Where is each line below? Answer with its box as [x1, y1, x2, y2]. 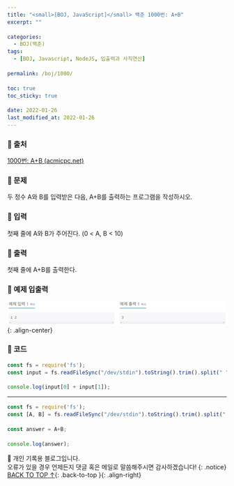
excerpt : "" [7, 18, 42, 26]
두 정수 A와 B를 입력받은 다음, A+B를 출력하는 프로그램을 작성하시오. [7, 192, 193, 202]
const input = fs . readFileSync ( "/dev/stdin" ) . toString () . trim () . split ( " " [7, 369, 229, 376]
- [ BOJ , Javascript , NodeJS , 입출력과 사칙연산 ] [13, 56, 146, 63]
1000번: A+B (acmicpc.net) [7, 157, 84, 165]
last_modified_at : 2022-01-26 [7, 114, 95, 121]
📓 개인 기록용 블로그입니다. [7, 454, 80, 462]
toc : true [7, 84, 36, 92]
